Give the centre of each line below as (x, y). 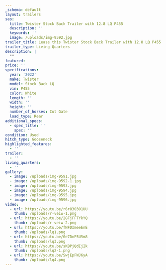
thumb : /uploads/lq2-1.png (42, 251)
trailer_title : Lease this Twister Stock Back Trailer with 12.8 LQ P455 (83, 42)
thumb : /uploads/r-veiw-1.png (45, 214)
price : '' (15, 65)
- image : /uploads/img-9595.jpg (43, 195)
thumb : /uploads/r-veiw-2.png (45, 223)
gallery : (14, 172)
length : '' (21, 98)
